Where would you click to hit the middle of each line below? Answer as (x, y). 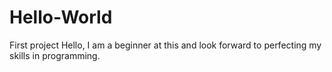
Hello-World (61, 17)
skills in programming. (55, 55)
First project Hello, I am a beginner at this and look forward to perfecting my (165, 45)
